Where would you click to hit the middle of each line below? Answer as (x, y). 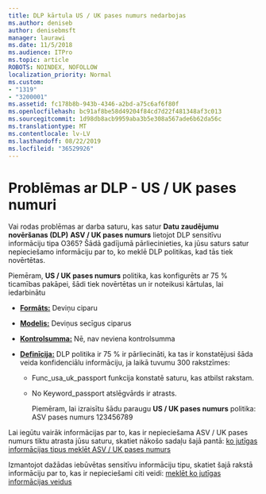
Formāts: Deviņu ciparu (58, 308)
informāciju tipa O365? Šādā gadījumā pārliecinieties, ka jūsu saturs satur (129, 244)
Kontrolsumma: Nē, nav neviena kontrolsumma (97, 339)
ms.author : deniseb (40, 23)
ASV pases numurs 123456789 (82, 417)
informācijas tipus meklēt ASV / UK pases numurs (89, 450)
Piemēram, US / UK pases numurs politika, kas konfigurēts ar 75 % (118, 276)
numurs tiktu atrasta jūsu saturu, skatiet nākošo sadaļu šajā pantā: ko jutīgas (133, 441)
